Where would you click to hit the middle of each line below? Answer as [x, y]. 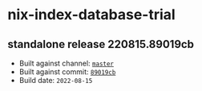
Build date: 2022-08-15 [56, 80]
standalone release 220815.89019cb [101, 44]
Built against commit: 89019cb [67, 72]
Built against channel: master [66, 63]
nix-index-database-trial [91, 15]
